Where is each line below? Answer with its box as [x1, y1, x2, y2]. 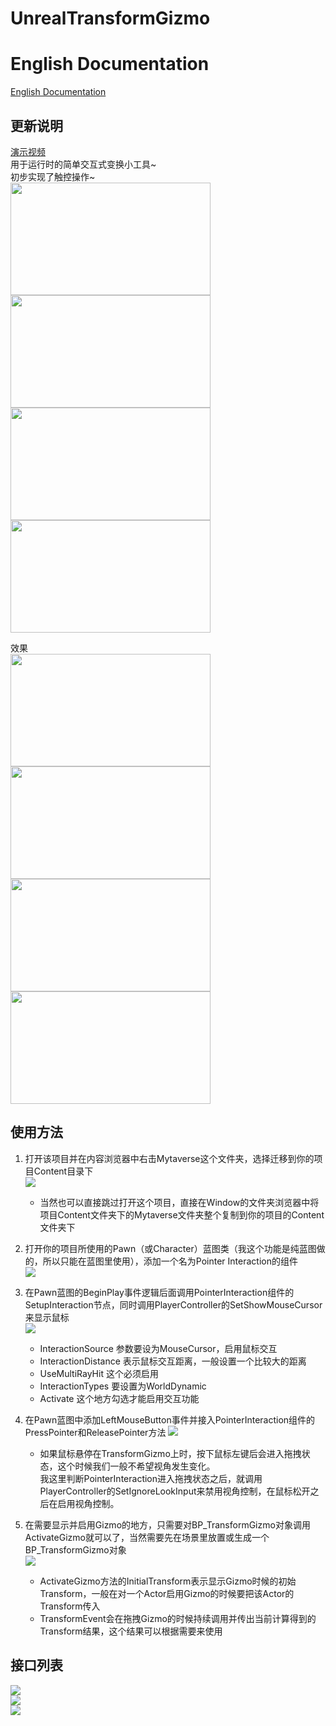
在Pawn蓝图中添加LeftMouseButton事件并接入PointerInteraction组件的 [24, 1413, 316, 1426]
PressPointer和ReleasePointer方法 [24, 1426, 167, 1438]
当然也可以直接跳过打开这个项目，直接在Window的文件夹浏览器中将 [39, 1196, 320, 1208]
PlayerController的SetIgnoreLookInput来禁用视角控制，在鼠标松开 [39, 1485, 311, 1497]
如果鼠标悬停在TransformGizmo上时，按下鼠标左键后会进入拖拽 [39, 1447, 302, 1459]
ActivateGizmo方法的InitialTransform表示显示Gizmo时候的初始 [39, 1575, 297, 1587]
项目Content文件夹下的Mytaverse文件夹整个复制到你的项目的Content [39, 1208, 325, 1221]
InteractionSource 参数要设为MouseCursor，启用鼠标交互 [39, 1342, 278, 1354]
